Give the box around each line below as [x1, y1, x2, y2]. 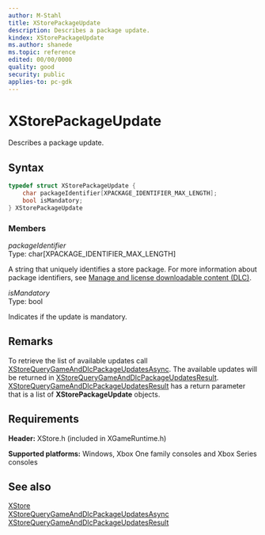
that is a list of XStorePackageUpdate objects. [8, 389, 161, 399]
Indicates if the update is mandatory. [8, 312, 128, 321]
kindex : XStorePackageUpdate [8, 33, 104, 42]
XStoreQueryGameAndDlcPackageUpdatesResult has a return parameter [8, 381, 246, 390]
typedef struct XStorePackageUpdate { [8, 182, 136, 190]
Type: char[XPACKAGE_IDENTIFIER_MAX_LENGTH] [8, 249, 176, 259]
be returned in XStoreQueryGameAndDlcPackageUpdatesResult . [8, 373, 219, 382]
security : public [8, 70, 66, 78]
